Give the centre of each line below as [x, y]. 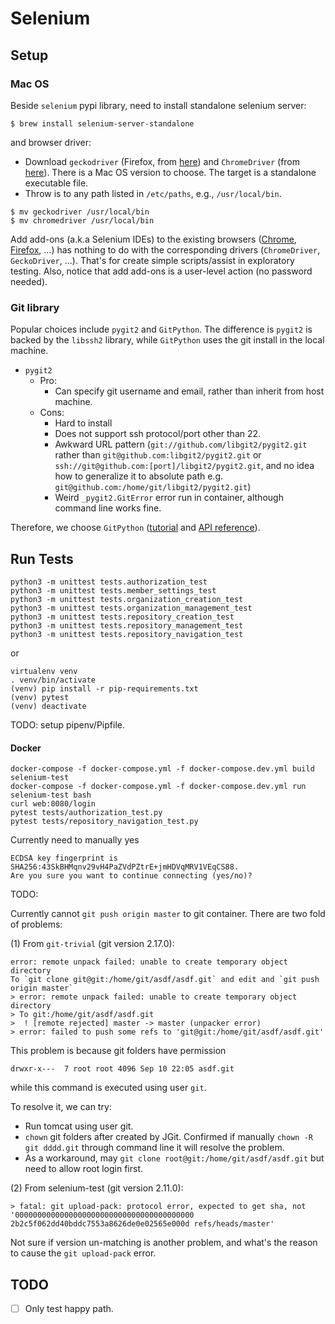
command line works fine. [108, 508]
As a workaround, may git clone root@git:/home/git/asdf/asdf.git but [174, 1158]
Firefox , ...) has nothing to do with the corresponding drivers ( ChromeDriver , [165, 249]
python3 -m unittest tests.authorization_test [109, 582]
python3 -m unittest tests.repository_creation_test [122, 617]
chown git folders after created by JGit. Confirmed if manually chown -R [168, 1137]
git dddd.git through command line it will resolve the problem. [154, 1148]
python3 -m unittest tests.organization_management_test [131, 608]
